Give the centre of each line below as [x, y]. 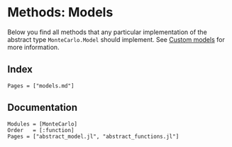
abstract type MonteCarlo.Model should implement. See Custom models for [116, 39]
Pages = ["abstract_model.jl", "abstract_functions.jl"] [93, 136]
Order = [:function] [41, 130]
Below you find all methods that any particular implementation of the [107, 32]
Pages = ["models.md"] [41, 86]
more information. [33, 47]
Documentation [43, 108]
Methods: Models [60, 12]
